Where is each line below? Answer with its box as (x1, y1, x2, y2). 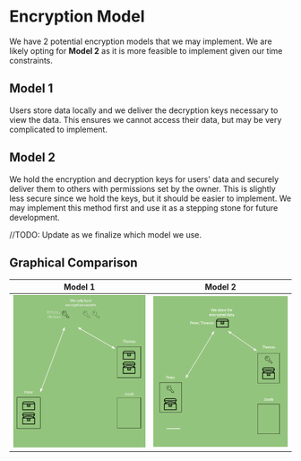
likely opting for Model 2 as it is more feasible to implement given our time (9, 45, 283, 56)
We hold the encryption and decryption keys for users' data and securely (9, 173, 279, 185)
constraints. (9, 55, 54, 65)
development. (9, 212, 60, 222)
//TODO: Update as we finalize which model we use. (9, 229, 202, 239)
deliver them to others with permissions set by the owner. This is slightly (9, 183, 276, 194)
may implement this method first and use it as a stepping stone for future (9, 202, 279, 213)
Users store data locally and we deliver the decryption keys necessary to (9, 105, 279, 116)
